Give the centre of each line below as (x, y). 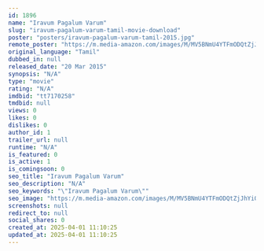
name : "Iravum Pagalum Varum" (58, 23)
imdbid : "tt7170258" (42, 96)
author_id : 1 (29, 132)
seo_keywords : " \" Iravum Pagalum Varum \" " (79, 191)
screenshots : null (38, 205)
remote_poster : (33, 45)
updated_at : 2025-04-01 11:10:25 (63, 235)
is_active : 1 (29, 162)
